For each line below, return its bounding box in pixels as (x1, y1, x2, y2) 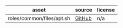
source (75, 6, 92, 13)
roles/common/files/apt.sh (8, 15, 71, 21)
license (97, 6, 115, 13)
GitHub (75, 15, 92, 21)
